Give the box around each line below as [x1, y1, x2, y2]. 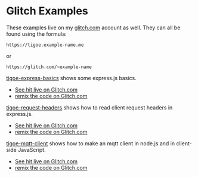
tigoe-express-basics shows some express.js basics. [6, 74, 137, 81]
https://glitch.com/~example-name [6, 64, 92, 70]
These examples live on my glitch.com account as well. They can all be [6, 24, 181, 31]
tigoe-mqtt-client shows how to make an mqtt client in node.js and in [6, 139, 175, 147]
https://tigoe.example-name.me [6, 42, 84, 48]
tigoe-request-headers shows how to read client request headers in [6, 103, 173, 111]
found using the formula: [6, 30, 67, 37]
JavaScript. [17, 146, 46, 153]
